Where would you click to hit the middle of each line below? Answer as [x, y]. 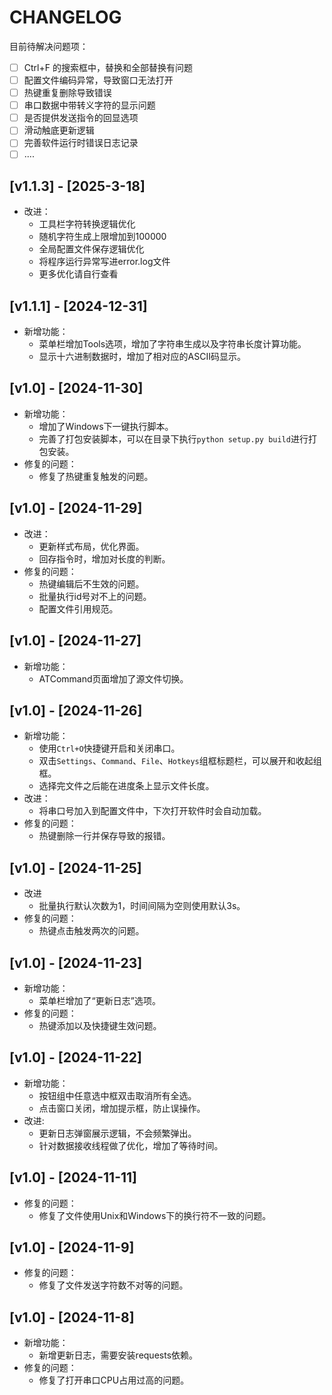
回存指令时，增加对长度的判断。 [104, 558]
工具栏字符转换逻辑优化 [87, 224]
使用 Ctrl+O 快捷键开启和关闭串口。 [109, 748]
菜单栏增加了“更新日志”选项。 [99, 1000]
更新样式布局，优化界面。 [91, 546]
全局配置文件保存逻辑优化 [91, 249]
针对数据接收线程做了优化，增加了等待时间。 [131, 1145]
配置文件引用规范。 [78, 608]
